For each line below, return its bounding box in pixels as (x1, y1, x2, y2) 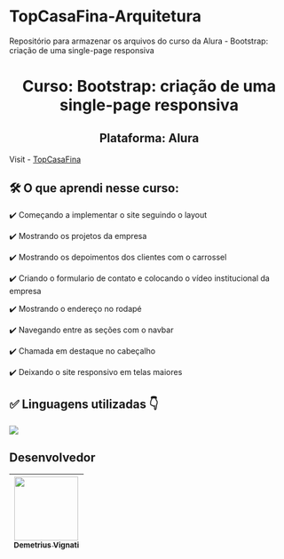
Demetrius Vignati (13, 540, 80, 550)
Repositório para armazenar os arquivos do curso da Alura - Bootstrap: (9, 36, 269, 46)
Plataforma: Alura (99, 131, 200, 146)
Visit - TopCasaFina (9, 154, 82, 164)
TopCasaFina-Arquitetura (9, 6, 202, 27)
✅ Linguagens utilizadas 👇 (9, 397, 159, 412)
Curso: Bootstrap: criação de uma (21, 76, 277, 97)
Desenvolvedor (9, 450, 96, 465)
